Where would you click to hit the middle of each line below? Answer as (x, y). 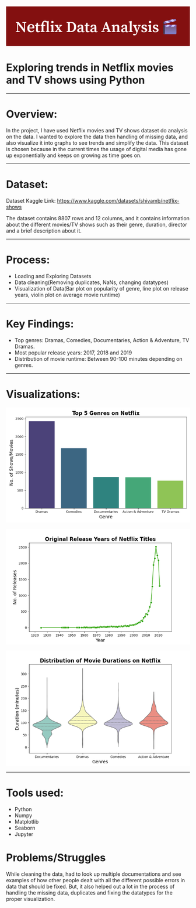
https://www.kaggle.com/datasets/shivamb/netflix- (118, 200)
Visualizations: (43, 394)
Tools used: (35, 793)
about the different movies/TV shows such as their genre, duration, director (97, 224)
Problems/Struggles (56, 857)
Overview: (32, 114)
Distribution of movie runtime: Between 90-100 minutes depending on (98, 359)
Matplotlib (27, 821)
